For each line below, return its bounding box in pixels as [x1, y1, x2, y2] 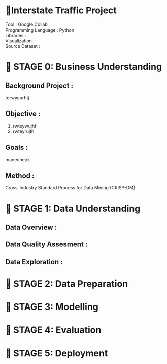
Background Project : [5, 81, 74, 90]
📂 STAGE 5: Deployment [5, 348, 108, 359]
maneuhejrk [5, 156, 30, 162]
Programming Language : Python [5, 26, 75, 33]
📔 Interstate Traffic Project [5, 5, 117, 16]
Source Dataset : [5, 43, 41, 49]
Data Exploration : [5, 257, 63, 266]
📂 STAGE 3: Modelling [5, 301, 99, 313]
